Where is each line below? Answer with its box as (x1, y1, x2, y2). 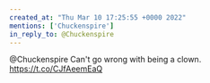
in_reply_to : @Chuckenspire (9, 29, 115, 38)
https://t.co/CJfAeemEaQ (9, 63, 103, 74)
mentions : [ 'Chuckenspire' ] (9, 21, 115, 30)
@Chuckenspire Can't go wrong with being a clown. (9, 54, 202, 65)
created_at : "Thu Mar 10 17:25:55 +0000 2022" (9, 12, 187, 22)
